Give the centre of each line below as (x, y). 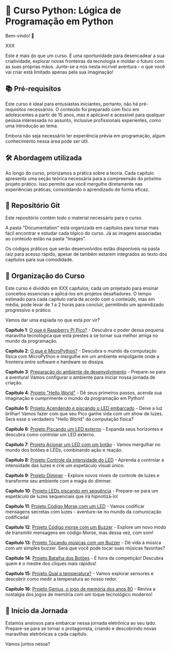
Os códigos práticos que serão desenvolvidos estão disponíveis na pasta (83, 249)
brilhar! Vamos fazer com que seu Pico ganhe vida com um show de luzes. (84, 414)
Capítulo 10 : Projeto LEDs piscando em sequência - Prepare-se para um (82, 491)
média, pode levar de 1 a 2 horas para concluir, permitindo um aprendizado (85, 305)
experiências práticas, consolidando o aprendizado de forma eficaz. (78, 189)
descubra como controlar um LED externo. (50, 435)
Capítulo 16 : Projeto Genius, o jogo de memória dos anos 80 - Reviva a (80, 589)
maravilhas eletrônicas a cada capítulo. (47, 634)
